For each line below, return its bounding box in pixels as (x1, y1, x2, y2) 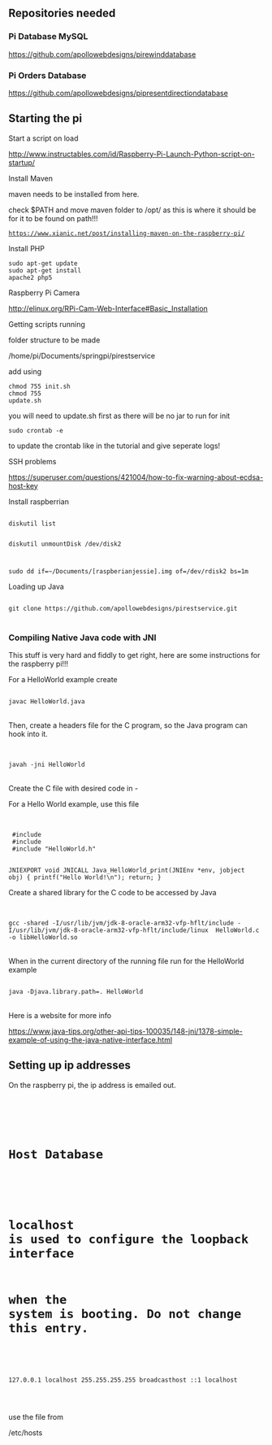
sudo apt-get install (8, 266, 82, 275)
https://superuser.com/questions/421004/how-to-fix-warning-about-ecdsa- (8, 472, 264, 482)
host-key (8, 481, 38, 490)
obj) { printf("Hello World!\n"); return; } (8, 873, 162, 881)
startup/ (8, 158, 35, 168)
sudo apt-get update (8, 259, 79, 268)
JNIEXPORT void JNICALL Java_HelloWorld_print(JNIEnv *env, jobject (8, 866, 245, 874)
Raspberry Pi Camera (8, 288, 80, 298)
